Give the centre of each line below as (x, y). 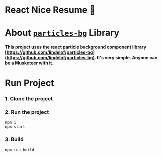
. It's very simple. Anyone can (126, 57)
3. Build (14, 139)
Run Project (30, 83)
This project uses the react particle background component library (76, 47)
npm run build (20, 150)
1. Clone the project (29, 99)
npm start (15, 127)
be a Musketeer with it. (29, 63)
